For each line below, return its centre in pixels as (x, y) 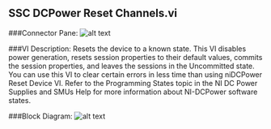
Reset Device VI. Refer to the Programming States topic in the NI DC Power (133, 83)
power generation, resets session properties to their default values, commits (135, 57)
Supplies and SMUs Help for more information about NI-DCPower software (133, 92)
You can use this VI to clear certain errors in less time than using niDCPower (135, 74)
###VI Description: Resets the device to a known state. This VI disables (127, 49)
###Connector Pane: (43, 32)
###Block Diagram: (40, 116)
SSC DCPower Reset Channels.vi (93, 13)
